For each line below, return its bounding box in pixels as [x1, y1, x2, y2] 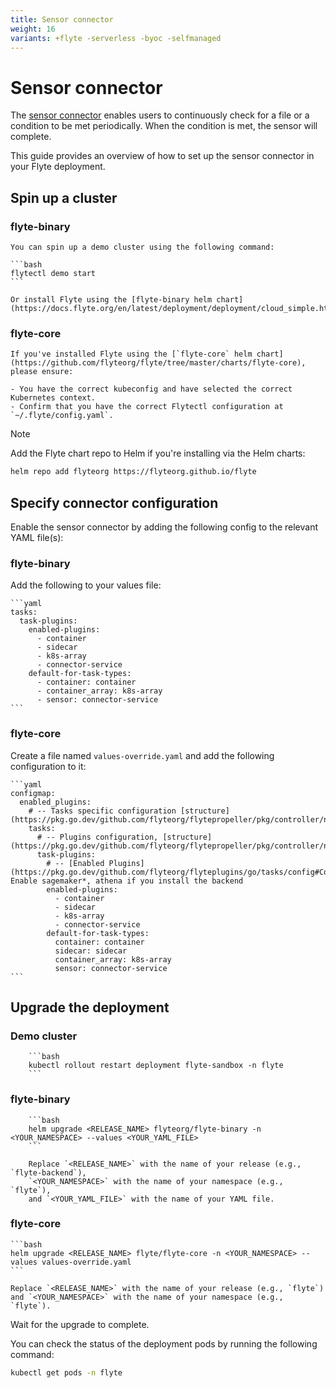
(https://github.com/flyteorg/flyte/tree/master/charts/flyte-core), [10, 358, 307, 368]
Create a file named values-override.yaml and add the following [10, 749, 275, 761]
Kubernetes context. [10, 393, 97, 403]
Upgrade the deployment [10, 999, 170, 1016]
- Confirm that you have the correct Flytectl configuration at [10, 402, 284, 412]
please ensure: [10, 367, 74, 377]
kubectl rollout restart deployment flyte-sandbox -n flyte [28, 1061, 284, 1071]
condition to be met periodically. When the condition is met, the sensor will [10, 120, 318, 132]
